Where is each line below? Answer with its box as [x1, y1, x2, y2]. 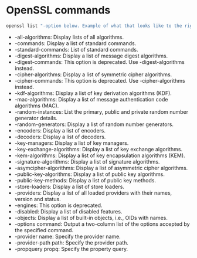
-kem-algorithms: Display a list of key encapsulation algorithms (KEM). [14, 152, 186, 159]
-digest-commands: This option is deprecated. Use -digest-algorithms [14, 58, 185, 65]
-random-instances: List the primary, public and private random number [14, 108, 189, 115]
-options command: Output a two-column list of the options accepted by [14, 220, 190, 228]
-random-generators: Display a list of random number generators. [14, 121, 174, 128]
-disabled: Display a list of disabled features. [14, 208, 123, 215]
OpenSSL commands [6, 4, 111, 17]
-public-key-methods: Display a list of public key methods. [14, 176, 157, 184]
